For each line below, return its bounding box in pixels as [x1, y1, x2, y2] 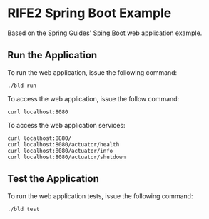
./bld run [7, 82, 37, 89]
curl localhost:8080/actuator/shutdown [7, 153, 126, 161]
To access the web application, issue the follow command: [7, 94, 180, 103]
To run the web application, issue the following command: [7, 68, 178, 76]
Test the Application [7, 173, 100, 185]
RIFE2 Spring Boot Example [7, 5, 172, 21]
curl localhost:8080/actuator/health [7, 141, 120, 148]
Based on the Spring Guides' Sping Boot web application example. [7, 29, 203, 37]
